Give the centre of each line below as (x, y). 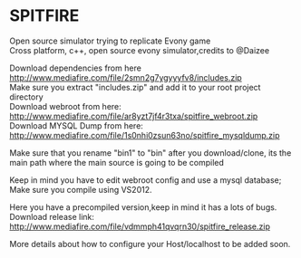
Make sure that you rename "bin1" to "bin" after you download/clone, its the (150, 153)
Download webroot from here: (66, 106)
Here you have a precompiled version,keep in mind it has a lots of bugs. (143, 207)
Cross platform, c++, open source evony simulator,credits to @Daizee (140, 50)
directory (26, 97)
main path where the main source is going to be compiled (117, 162)
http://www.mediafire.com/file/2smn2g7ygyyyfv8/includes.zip (126, 77)
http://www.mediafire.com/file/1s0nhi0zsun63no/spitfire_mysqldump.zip (145, 135)
